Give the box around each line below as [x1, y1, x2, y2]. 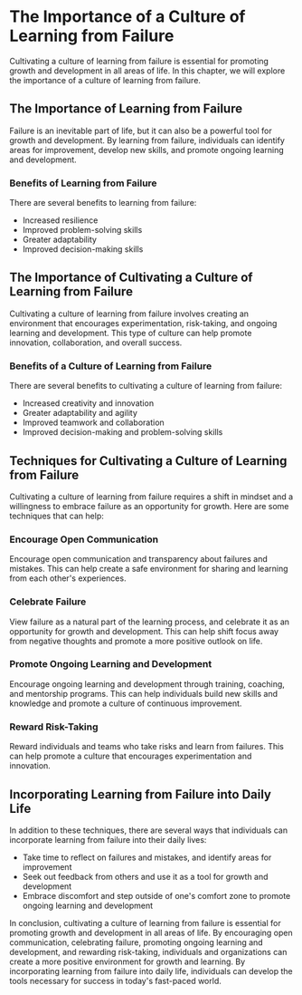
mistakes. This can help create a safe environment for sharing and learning [9, 564, 288, 575]
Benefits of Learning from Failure [9, 177, 157, 189]
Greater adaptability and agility [22, 408, 138, 419]
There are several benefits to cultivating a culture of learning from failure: [9, 381, 283, 391]
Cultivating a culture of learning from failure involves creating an [9, 308, 250, 319]
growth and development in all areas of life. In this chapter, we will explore [9, 65, 286, 76]
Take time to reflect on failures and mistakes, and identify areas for [22, 852, 272, 863]
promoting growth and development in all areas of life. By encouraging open [9, 927, 294, 938]
